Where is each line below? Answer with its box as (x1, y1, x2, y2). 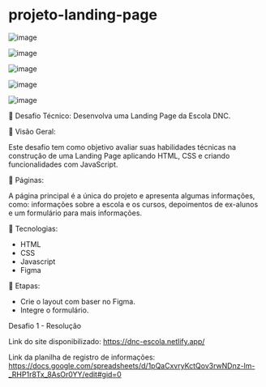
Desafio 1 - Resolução (8, 321, 82, 330)
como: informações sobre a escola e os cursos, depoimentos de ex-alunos (8, 199, 259, 209)
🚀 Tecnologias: (8, 223, 58, 233)
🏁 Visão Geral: (8, 126, 56, 136)
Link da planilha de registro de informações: (8, 352, 156, 362)
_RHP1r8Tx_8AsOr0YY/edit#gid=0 (8, 369, 122, 379)
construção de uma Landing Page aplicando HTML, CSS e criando (8, 151, 230, 160)
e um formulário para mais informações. (8, 208, 143, 218)
